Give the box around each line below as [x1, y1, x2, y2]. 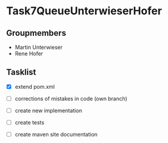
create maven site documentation [14, 131, 97, 138]
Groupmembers [6, 28, 66, 38]
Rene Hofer [14, 50, 44, 57]
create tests [14, 119, 45, 126]
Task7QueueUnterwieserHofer [6, 4, 163, 18]
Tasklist [6, 67, 36, 77]
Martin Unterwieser [14, 43, 63, 51]
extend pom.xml [14, 83, 55, 90]
